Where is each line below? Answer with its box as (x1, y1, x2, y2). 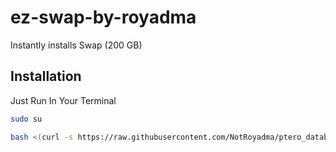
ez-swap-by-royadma (10, 6, 197, 29)
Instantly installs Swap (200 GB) (10, 39, 143, 51)
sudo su (10, 114, 43, 124)
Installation (10, 68, 82, 85)
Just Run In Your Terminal (10, 94, 117, 106)
